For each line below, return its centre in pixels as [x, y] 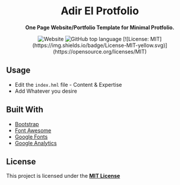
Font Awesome [33, 130]
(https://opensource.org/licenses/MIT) [100, 51]
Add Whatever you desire [46, 91]
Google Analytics [36, 143]
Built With [25, 110]
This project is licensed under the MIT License [63, 176]
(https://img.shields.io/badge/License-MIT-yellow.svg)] [100, 45]
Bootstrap [27, 124]
